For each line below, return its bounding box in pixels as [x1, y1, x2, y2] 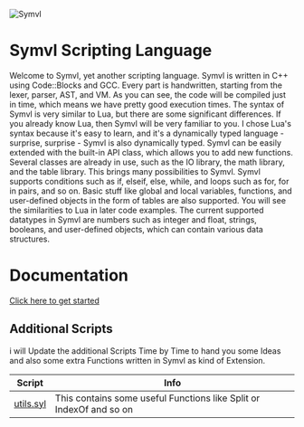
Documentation [9, 265, 129, 286]
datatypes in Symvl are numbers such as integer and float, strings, [9, 213, 258, 225]
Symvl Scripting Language [9, 41, 213, 61]
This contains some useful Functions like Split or [54, 392, 261, 404]
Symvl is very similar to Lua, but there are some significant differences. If [9, 109, 282, 119]
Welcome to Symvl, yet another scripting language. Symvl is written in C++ [9, 70, 289, 81]
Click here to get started [9, 295, 100, 306]
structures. [9, 233, 50, 244]
